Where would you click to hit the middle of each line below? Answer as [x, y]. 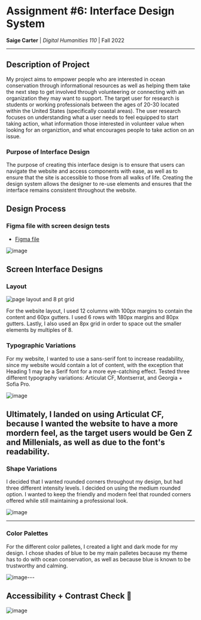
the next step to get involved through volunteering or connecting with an [95, 91]
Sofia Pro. [19, 384]
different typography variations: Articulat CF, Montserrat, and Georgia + [94, 377]
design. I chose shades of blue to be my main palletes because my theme [97, 553]
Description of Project [48, 65]
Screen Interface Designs [55, 269]
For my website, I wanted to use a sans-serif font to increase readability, [95, 358]
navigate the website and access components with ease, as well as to [92, 171]
